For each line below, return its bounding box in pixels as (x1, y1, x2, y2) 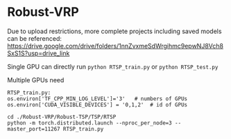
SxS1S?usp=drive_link (7, 49, 70, 57)
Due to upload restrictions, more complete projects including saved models (7, 27, 222, 35)
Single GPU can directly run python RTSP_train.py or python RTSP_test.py (7, 62, 219, 71)
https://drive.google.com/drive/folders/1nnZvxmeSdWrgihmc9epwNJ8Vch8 (7, 41, 224, 50)
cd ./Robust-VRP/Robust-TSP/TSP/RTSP (7, 113, 117, 120)
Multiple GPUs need (7, 75, 65, 84)
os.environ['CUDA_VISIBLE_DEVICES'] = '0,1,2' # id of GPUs (7, 101, 188, 108)
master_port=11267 (7, 125, 60, 132)
